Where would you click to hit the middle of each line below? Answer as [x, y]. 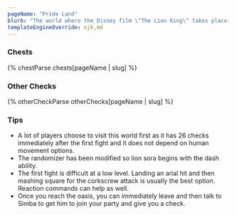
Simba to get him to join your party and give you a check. [101, 204]
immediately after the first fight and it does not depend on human [113, 143]
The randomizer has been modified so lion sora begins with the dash [118, 158]
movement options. [46, 151]
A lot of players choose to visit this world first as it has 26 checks [113, 135]
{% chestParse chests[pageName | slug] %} [72, 68]
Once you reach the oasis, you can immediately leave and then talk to [120, 196]
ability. [27, 166]
